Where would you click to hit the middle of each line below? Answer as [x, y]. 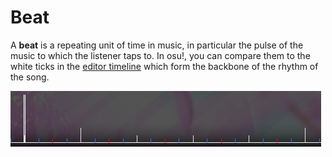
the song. [30, 77]
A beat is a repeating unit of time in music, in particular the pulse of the [157, 45]
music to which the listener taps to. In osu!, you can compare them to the [160, 55]
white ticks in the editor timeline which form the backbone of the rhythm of [164, 66]
